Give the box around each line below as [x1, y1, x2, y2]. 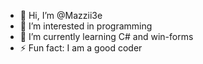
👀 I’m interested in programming [19, 20, 153, 32]
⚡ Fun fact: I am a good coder [19, 42, 143, 54]
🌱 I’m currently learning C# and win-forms [19, 31, 194, 42]
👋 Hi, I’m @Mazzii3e [19, 10, 103, 21]
